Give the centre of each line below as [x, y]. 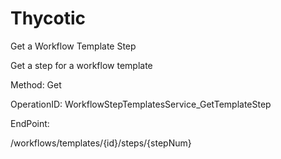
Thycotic [48, 18]
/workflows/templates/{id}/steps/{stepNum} [101, 143]
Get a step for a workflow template [81, 65]
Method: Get [36, 84]
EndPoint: [30, 123]
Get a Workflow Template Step [73, 46]
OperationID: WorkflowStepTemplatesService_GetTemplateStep [141, 104]
